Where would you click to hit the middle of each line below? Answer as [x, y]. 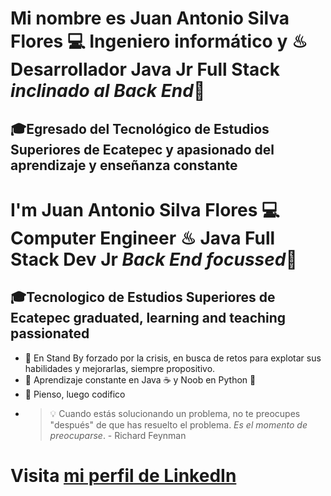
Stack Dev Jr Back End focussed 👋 [154, 259]
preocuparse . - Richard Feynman [118, 435]
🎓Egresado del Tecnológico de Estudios [140, 128]
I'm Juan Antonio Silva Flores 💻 [145, 209]
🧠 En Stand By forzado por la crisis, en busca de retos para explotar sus [173, 358]
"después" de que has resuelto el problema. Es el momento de [178, 424]
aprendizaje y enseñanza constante [124, 165]
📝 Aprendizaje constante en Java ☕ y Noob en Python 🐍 [140, 379]
